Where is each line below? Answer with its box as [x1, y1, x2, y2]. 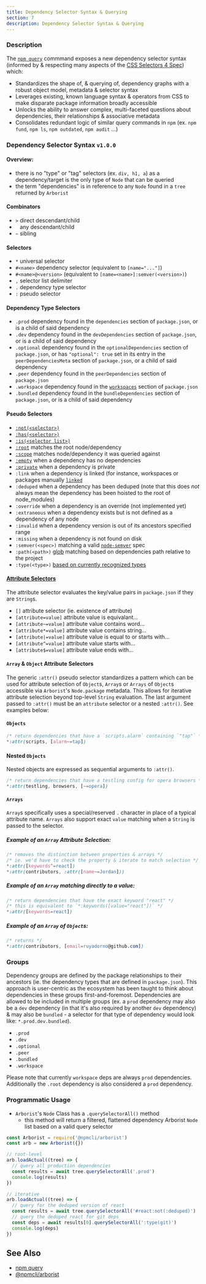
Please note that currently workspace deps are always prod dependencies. [6, 1074, 192, 1081]
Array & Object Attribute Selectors [6, 660, 94, 667]
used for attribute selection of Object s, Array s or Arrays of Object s [6, 680, 174, 688]
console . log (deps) [12, 1225, 59, 1231]
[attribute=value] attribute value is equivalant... [15, 613, 139, 621]
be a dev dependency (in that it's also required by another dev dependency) [6, 1005, 197, 1012]
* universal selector [15, 257, 65, 265]
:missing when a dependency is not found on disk [15, 535, 142, 542]
